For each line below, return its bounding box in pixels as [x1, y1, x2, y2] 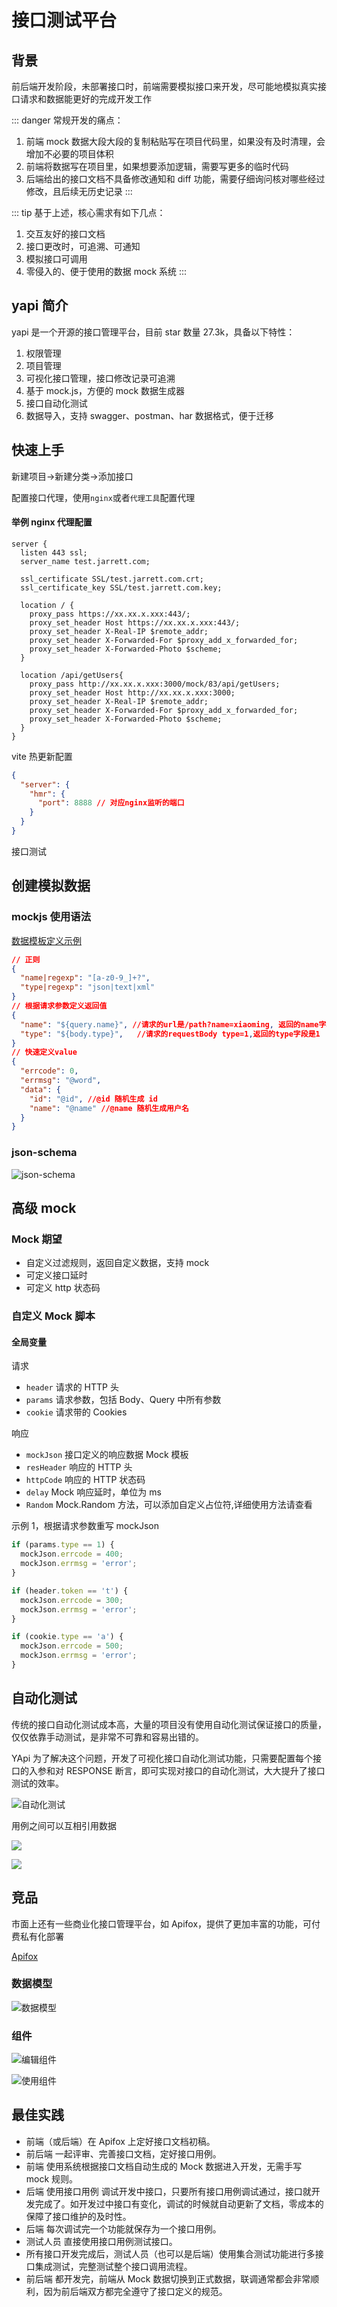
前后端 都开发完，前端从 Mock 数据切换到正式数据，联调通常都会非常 [25, 2272, 311, 2285]
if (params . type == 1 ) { [11, 1540, 115, 1550]
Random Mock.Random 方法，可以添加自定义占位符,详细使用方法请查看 [25, 1499, 313, 1511]
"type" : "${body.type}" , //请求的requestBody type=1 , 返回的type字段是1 [20, 1029, 321, 1039]
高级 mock [11, 1199, 77, 1216]
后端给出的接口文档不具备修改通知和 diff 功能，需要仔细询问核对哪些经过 [25, 173, 326, 185]
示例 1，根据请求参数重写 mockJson [11, 1520, 159, 1532]
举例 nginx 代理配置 [11, 516, 93, 528]
